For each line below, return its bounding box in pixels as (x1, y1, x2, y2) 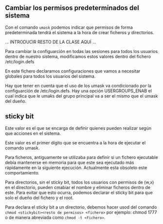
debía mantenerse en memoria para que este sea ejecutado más (5, 159, 134, 165)
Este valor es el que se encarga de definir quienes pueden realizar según (5, 125, 152, 131)
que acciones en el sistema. (5, 130, 61, 136)
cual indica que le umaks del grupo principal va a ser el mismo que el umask (5, 93, 158, 99)
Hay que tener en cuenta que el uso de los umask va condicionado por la (5, 83, 152, 88)
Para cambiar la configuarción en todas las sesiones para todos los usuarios (5, 48, 158, 54)
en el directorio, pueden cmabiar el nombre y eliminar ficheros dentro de (5, 184, 151, 190)
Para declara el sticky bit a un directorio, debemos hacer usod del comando (5, 204, 157, 210)
